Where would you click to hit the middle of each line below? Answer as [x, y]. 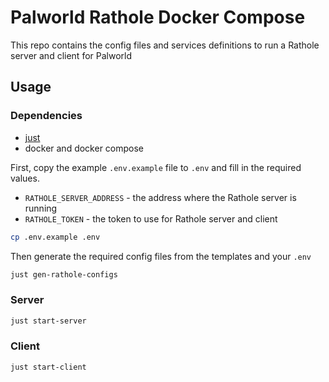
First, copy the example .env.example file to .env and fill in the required [156, 167]
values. [25, 178]
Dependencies [46, 116]
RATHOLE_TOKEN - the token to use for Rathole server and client [151, 218]
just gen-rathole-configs [64, 274]
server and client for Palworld [71, 55]
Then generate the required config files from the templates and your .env [161, 256]
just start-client [48, 367]
